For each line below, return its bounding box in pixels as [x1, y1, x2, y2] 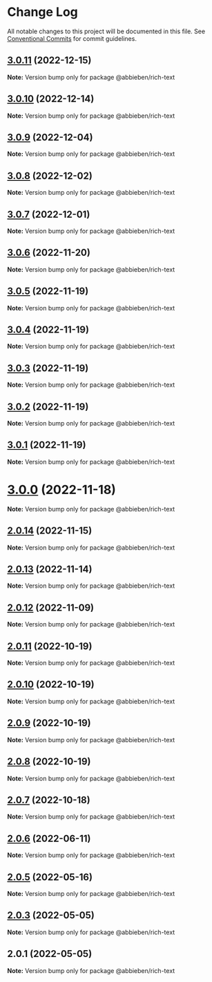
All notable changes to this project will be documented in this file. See [7, 27, 206, 35]
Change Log [7, 4, 78, 20]
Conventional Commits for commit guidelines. [7, 34, 137, 42]
